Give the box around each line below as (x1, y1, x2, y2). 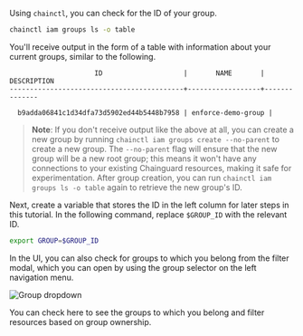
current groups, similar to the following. (9, 51, 156, 62)
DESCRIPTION (9, 76, 54, 85)
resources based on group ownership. (9, 316, 152, 327)
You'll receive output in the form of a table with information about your (9, 41, 271, 53)
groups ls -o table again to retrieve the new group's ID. (31, 181, 242, 193)
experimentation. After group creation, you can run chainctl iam (31, 172, 272, 183)
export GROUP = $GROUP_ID (9, 235, 99, 245)
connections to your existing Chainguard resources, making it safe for (31, 162, 292, 173)
